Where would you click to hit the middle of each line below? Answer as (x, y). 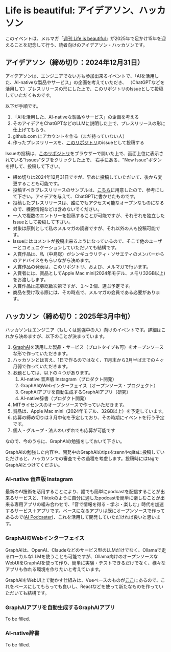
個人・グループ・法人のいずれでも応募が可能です (64, 430)
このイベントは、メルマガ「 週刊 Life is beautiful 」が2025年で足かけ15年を (83, 38)
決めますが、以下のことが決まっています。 (63, 336)
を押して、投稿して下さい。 (34, 166)
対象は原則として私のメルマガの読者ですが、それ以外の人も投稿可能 (84, 228)
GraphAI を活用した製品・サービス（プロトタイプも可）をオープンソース (88, 347)
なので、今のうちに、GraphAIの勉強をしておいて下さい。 (65, 441)
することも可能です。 (40, 183)
